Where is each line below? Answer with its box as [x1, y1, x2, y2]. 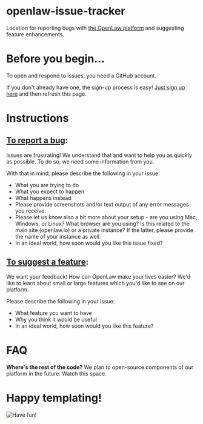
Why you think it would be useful [15, 316, 97, 323]
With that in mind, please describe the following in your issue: [6, 170, 160, 177]
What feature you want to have [15, 309, 92, 316]
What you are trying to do [15, 181, 79, 188]
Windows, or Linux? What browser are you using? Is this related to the [15, 220, 190, 227]
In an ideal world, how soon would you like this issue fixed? [15, 239, 163, 247]
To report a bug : [6, 135, 68, 146]
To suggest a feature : [6, 257, 89, 267]
